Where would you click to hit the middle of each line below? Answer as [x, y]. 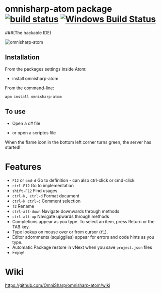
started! [13, 147]
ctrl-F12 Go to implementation [43, 185]
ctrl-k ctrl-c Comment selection [46, 201]
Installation [22, 57]
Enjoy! [18, 252]
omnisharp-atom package [59, 9]
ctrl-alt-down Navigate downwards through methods [66, 211]
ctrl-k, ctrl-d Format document [46, 195]
